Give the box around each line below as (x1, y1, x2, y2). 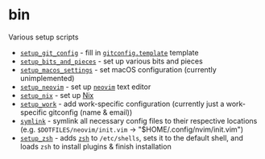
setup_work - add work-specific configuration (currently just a (19, 99, 225, 108)
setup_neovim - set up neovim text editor (19, 82, 151, 92)
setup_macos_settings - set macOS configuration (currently (19, 64, 217, 74)
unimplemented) (19, 73, 75, 83)
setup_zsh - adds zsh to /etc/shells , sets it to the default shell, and (19, 132, 244, 142)
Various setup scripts (8, 32, 79, 42)
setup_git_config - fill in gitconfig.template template (19, 47, 199, 57)
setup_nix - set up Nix (19, 90, 94, 100)
